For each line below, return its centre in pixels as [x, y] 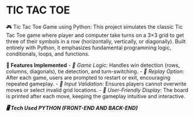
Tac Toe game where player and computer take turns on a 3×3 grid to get [95, 35]
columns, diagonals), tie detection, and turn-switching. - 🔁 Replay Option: [95, 71]
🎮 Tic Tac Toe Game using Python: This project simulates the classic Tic [95, 26]
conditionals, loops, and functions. [48, 54]
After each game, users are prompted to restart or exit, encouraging [88, 77]
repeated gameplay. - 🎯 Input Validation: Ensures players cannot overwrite [96, 84]
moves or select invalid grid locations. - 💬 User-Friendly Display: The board [97, 90]
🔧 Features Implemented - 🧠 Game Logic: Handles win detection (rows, [93, 65]
